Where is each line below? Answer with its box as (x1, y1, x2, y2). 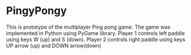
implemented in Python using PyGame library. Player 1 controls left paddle (6, 29, 185, 36)
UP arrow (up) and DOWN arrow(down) (6, 42, 102, 49)
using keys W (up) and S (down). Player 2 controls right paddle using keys (6, 36, 186, 43)
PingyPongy (6, 4, 67, 18)
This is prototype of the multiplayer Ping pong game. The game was (6, 23, 170, 30)
